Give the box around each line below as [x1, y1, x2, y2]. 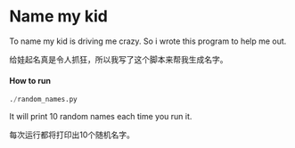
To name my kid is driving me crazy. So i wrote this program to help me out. [9, 36, 287, 46]
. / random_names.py [9, 95, 78, 104]
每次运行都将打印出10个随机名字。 [9, 129, 135, 140]
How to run [9, 75, 52, 86]
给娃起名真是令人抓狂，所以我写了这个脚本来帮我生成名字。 [9, 53, 228, 64]
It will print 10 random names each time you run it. [9, 111, 193, 122]
